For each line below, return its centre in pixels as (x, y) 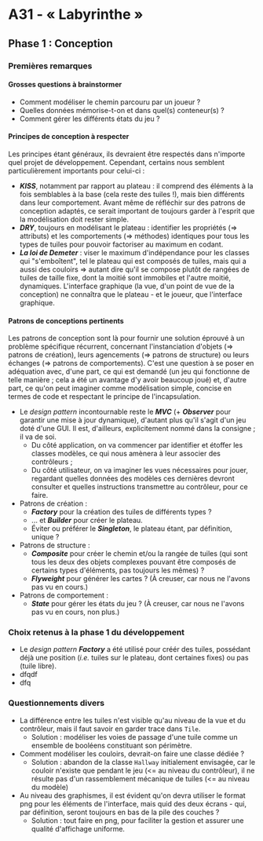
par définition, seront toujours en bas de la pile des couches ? (119, 812)
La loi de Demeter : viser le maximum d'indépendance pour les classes (134, 252)
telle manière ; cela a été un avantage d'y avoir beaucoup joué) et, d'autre (128, 380)
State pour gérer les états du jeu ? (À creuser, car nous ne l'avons (138, 604)
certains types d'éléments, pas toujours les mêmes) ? (118, 570)
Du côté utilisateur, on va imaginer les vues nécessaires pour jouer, (140, 470)
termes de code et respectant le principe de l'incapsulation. (105, 397)
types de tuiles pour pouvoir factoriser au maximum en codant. (121, 244)
